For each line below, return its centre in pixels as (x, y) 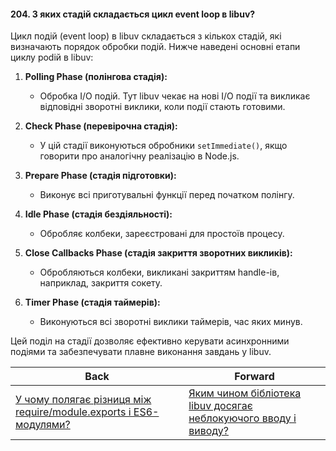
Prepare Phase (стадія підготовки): (100, 176)
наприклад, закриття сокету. (101, 283)
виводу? (208, 431)
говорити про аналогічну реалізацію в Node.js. (139, 156)
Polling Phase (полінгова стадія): (96, 77)
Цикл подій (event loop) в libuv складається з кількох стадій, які (146, 36)
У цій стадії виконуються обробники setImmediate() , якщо (163, 146)
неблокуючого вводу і (242, 418)
